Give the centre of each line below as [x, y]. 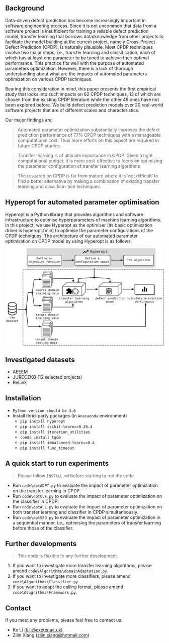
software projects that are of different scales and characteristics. [72, 110]
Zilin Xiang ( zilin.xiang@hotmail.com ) [51, 635]
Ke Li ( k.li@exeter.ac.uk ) [37, 630]
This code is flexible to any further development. [68, 556]
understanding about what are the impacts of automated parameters [76, 74]
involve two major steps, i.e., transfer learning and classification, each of [80, 52]
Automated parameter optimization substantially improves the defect [89, 130]
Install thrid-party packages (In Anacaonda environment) [70, 415]
